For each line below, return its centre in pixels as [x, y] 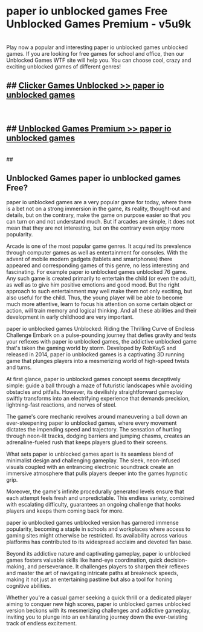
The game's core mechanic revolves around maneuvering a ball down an [97, 417]
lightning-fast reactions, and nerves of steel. [61, 405]
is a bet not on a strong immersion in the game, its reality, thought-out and [98, 209]
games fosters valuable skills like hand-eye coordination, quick [85, 560]
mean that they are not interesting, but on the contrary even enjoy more [95, 228]
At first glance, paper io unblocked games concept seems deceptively [94, 379]
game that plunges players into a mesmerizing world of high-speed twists [98, 361]
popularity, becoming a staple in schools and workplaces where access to [98, 529]
